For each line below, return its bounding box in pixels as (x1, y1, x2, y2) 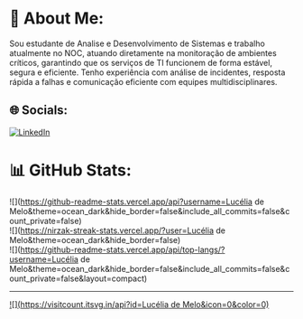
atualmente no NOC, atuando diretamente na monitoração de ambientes (9, 47, 277, 58)
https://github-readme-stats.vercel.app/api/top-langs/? (20, 244, 225, 255)
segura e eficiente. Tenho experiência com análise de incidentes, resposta (9, 67, 286, 78)
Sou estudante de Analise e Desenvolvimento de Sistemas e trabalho (9, 38, 266, 49)
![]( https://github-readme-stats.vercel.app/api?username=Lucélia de (9, 196, 264, 207)
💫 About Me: (9, 8, 105, 29)
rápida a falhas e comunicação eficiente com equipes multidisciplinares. (9, 76, 278, 87)
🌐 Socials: (9, 103, 69, 118)
